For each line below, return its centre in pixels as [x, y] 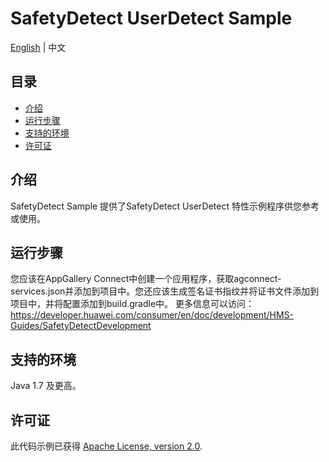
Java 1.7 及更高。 [46, 386]
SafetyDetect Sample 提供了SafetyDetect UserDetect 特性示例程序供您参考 [165, 206]
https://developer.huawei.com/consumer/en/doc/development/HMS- [152, 315]
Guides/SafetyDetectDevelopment [81, 326]
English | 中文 [38, 47]
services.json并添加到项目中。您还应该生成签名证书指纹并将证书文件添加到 [165, 291]
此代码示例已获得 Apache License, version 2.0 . [106, 446]
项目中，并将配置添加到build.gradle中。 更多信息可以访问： [132, 304]
